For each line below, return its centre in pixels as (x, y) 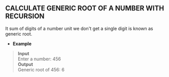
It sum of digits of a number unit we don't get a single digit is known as (79, 28)
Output (25, 64)
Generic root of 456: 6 (41, 69)
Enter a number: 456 (39, 59)
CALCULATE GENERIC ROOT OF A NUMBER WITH (85, 8)
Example (22, 44)
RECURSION (25, 16)
